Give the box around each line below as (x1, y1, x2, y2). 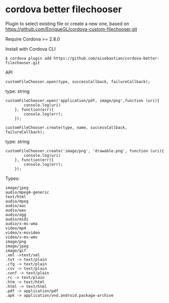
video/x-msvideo (5, 230, 40, 235)
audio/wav (5, 208, 27, 213)
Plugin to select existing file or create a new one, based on (5, 21, 129, 27)
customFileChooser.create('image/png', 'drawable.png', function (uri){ (5, 148, 164, 153)
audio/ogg (5, 212, 27, 217)
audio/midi (5, 216, 29, 221)
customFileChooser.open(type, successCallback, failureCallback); (5, 79, 151, 84)
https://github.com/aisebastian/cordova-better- (53, 55, 160, 61)
